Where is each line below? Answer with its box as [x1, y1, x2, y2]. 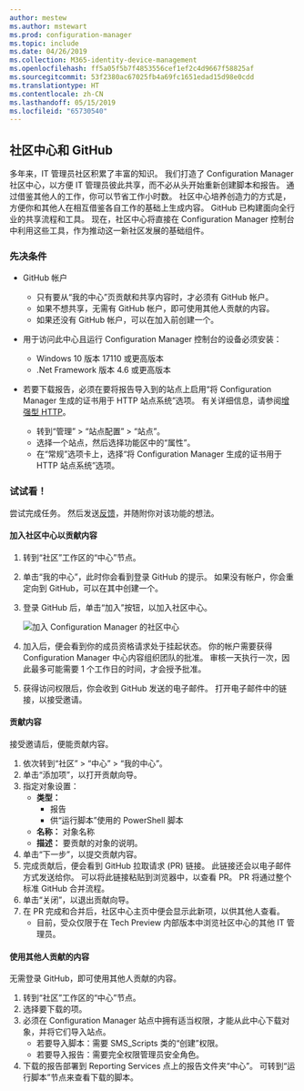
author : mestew [9, 13, 67, 23]
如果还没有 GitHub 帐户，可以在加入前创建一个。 [35, 315, 219, 326]
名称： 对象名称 [35, 826, 96, 837]
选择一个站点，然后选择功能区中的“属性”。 [35, 438, 196, 449]
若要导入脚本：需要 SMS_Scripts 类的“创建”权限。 [35, 1038, 223, 1049]
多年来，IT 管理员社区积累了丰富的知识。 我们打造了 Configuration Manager [9, 168, 294, 179]
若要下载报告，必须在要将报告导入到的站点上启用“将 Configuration [22, 384, 271, 395]
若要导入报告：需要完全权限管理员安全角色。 [35, 1049, 205, 1060]
